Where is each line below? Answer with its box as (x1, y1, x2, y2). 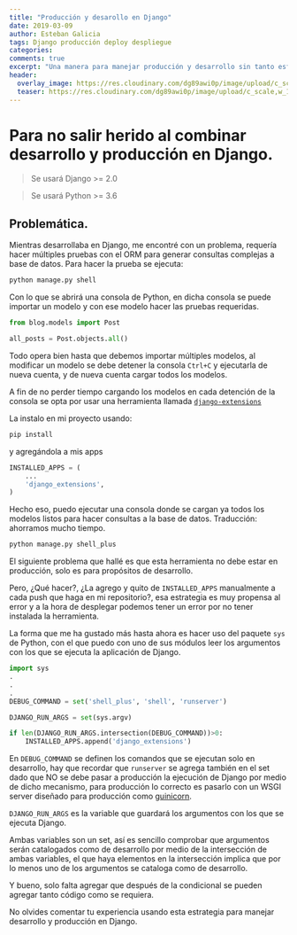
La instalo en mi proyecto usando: (9, 413, 133, 424)
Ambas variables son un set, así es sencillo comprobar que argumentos (9, 835, 270, 845)
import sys (9, 664, 49, 674)
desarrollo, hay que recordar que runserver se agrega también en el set (9, 763, 270, 774)
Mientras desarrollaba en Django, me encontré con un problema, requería (9, 240, 277, 251)
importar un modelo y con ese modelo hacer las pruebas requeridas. (9, 301, 259, 312)
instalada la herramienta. (9, 611, 100, 621)
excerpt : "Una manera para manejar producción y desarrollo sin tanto (9, 63, 275, 72)
